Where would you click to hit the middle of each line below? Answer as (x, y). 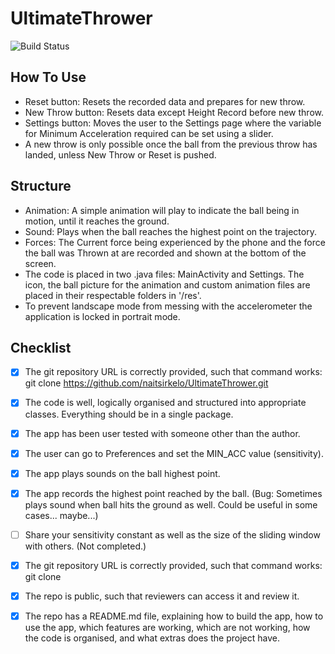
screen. (40, 263)
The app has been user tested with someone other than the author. (162, 433)
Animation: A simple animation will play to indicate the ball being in (162, 210)
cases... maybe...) (61, 515)
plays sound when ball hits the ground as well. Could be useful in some (171, 504)
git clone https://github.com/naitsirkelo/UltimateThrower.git (146, 383)
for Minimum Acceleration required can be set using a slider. (149, 133)
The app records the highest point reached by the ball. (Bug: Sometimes (173, 493)
